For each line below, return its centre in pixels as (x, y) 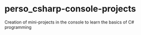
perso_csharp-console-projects (70, 9)
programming (18, 27)
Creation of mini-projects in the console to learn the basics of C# (69, 22)
